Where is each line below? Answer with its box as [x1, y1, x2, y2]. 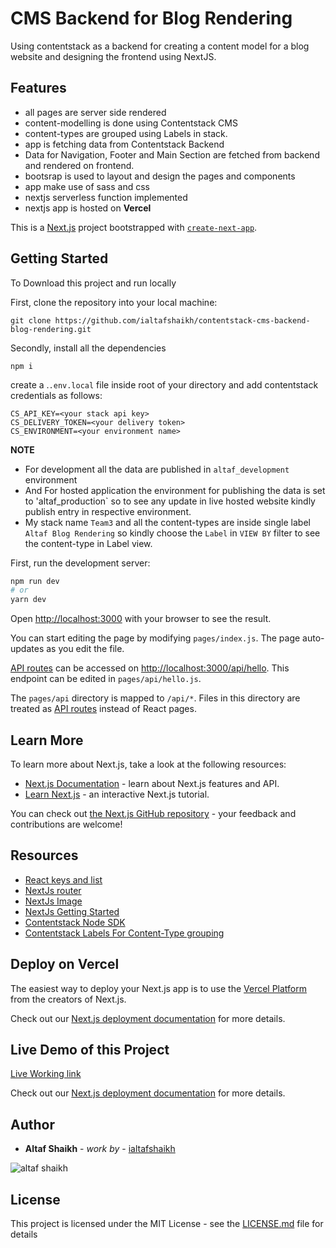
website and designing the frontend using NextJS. [10, 50, 217, 62]
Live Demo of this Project [10, 1042, 170, 1059]
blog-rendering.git [10, 324, 92, 334]
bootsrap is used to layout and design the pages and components [24, 170, 296, 182]
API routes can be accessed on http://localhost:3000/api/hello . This [10, 662, 290, 674]
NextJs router [24, 884, 82, 896]
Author [10, 1116, 55, 1133]
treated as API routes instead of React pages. [10, 703, 197, 715]
